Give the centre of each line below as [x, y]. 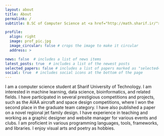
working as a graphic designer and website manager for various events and [81, 118]
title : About [18, 14]
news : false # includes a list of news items [53, 59]
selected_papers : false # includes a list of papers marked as [71, 68]
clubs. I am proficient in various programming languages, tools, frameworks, [82, 123]
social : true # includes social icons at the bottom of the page [74, 73]
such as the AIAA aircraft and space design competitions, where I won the [80, 102]
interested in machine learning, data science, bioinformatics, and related [78, 92]
